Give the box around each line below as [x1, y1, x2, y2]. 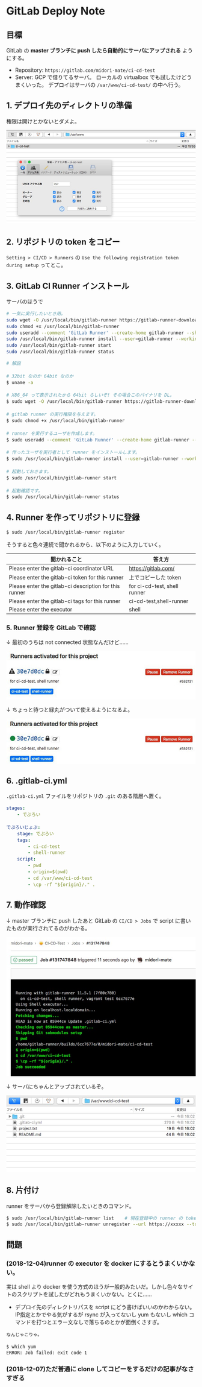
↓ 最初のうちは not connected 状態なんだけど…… [6, 638, 129, 646]
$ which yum [6, 1344, 36, 1350]
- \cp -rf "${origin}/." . [28, 882, 96, 888]
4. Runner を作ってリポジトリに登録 [6, 512, 140, 522]
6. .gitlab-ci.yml [6, 776, 67, 786]
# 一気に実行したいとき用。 [6, 311, 66, 317]
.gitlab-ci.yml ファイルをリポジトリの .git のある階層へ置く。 [6, 792, 165, 800]
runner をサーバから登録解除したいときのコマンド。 [6, 1202, 135, 1210]
